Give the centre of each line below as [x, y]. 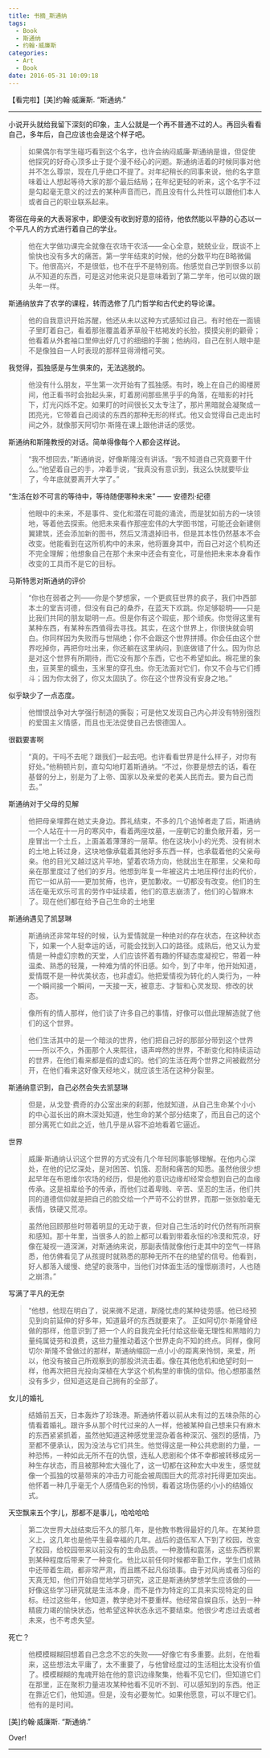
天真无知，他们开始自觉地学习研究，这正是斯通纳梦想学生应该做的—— [144, 1579]
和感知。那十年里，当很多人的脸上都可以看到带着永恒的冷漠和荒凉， [141, 1236]
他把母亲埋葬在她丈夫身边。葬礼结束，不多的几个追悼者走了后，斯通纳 [144, 820]
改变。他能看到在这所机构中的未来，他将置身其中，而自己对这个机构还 [144, 543]
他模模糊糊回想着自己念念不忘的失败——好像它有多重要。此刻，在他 [141, 1654]
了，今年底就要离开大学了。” [74, 479]
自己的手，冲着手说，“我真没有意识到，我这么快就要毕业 [156, 469]
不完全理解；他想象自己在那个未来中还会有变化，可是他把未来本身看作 [144, 553]
